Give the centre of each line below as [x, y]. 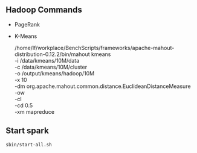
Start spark [27, 131]
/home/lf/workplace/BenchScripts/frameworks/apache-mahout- [94, 48]
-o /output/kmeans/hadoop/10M [54, 73]
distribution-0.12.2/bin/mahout [52, 54]
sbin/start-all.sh [29, 145]
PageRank [27, 24]
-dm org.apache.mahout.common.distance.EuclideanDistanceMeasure [102, 86]
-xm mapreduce [34, 111]
